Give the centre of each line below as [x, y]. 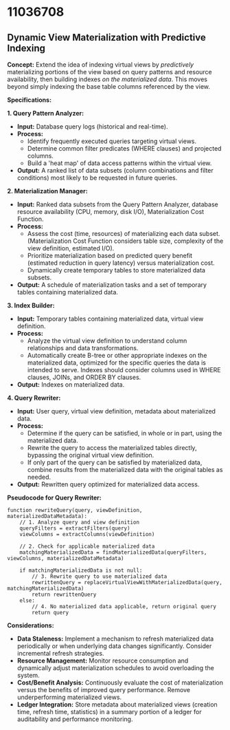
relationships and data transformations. [83, 348]
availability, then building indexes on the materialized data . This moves [107, 79]
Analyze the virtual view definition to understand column [107, 341]
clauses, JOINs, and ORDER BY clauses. [84, 377]
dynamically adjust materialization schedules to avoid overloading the [115, 668]
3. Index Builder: [31, 305]
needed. [39, 477]
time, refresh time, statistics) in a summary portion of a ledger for [109, 712]
